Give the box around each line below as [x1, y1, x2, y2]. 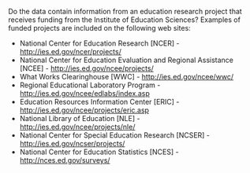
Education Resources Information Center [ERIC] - [19, 98, 180, 106]
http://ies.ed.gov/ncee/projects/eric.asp [19, 105, 150, 115]
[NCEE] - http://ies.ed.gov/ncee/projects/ [19, 64, 154, 73]
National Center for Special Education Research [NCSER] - [19, 131, 211, 140]
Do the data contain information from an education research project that [8, 7, 242, 16]
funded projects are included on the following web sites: [8, 24, 191, 32]
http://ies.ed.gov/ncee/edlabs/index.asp [19, 89, 150, 98]
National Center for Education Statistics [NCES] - [19, 147, 179, 156]
